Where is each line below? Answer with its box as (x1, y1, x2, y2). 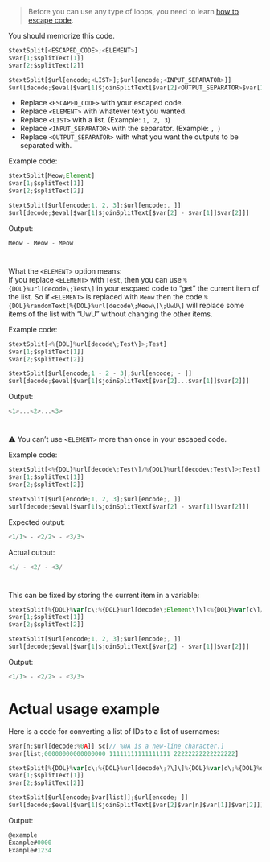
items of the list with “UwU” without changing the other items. (8, 309, 213, 319)
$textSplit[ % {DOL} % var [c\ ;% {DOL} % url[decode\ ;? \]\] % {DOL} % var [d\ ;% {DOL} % (8, 764, 261, 772)
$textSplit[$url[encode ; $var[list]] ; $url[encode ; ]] (8, 794, 189, 802)
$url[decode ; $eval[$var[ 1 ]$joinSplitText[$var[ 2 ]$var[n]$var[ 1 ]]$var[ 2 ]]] (8, 801, 264, 809)
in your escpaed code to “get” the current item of (96, 283, 260, 293)
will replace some (186, 300, 245, 310)
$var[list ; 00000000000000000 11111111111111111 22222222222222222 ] (8, 749, 239, 757)
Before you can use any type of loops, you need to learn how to (27, 7, 239, 16)
